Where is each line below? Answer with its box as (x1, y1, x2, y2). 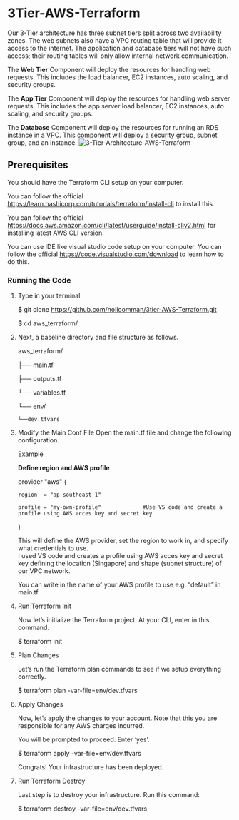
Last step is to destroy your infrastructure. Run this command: (17, 791, 200, 799)
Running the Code (7, 275, 71, 285)
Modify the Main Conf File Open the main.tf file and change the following (17, 428, 232, 437)
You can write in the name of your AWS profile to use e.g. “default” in (17, 580, 221, 589)
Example (17, 450, 44, 458)
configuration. (17, 436, 59, 445)
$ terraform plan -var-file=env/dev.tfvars (17, 687, 138, 695)
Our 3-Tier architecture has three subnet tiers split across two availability (7, 29, 222, 37)
